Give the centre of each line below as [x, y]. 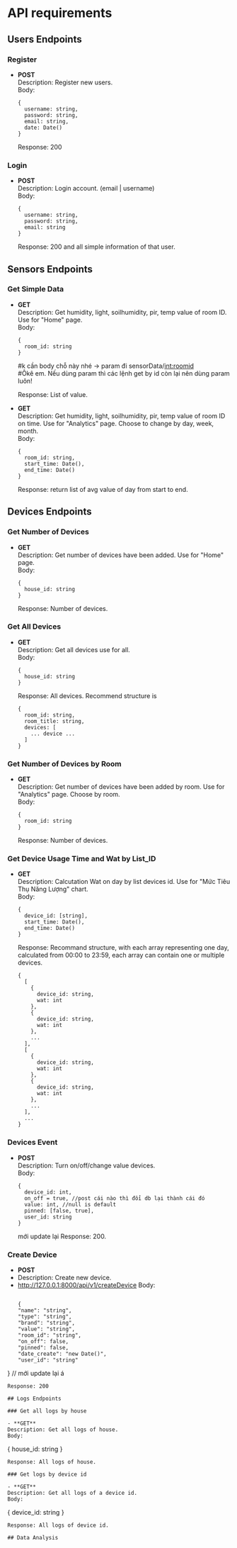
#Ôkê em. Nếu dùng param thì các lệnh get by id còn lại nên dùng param [123, 373]
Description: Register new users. [65, 82]
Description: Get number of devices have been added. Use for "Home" [121, 555]
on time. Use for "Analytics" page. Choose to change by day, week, [116, 423]
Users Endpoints [45, 39]
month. [28, 431]
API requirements [60, 13]
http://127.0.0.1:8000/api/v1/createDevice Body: [86, 1285]
